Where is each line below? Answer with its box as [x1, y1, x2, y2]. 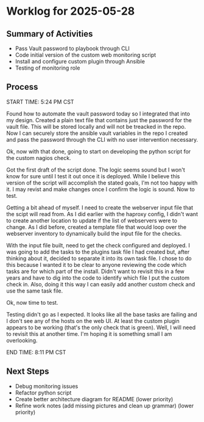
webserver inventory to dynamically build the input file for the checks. [6, 230, 182, 237]
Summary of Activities [6, 29, 93, 39]
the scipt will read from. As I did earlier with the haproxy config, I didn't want [6, 210, 198, 217]
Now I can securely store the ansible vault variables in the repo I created [6, 129, 188, 137]
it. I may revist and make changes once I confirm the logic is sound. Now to [6, 185, 195, 193]
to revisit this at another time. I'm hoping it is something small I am [6, 330, 172, 337]
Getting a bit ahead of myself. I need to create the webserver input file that [6, 203, 194, 211]
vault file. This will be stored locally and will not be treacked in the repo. [6, 123, 186, 130]
